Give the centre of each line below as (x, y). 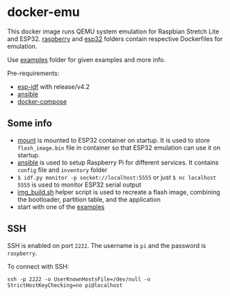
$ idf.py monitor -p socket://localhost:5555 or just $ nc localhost (117, 177)
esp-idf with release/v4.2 (54, 86)
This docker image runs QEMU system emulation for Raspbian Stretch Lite (113, 31)
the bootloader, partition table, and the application (89, 199)
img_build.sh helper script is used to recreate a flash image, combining (118, 192)
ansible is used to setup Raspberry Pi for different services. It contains (118, 162)
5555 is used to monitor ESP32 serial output (79, 185)
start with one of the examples (61, 207)
